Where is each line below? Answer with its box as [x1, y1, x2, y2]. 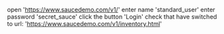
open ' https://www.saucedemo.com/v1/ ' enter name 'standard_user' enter [7, 6, 216, 13]
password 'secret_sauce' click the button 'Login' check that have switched [7, 13, 217, 21]
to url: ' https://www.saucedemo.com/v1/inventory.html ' [7, 20, 163, 27]
